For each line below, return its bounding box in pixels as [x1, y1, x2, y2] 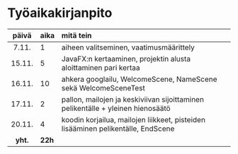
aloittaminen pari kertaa [61, 62, 140, 72]
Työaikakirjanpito [7, 5, 113, 21]
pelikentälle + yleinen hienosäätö [61, 103, 171, 113]
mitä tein [61, 30, 92, 40]
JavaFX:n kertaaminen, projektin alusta [61, 54, 191, 64]
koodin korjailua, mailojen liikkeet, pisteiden [61, 114, 205, 124]
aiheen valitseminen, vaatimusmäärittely [61, 42, 195, 52]
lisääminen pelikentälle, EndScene [61, 124, 175, 134]
